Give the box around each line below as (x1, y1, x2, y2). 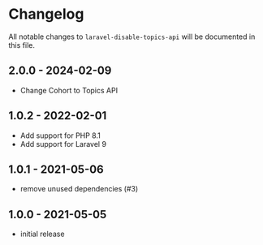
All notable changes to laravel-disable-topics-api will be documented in (8, 32, 256, 41)
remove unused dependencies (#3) (19, 184, 139, 194)
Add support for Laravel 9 (19, 139, 107, 148)
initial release (19, 229, 65, 239)
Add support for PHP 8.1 (19, 131, 101, 140)
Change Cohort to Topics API (19, 85, 119, 95)
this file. (8, 40, 35, 49)
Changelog (8, 5, 84, 24)
